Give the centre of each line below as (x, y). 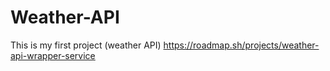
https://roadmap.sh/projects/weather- (241, 45)
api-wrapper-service (53, 55)
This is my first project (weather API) (86, 45)
